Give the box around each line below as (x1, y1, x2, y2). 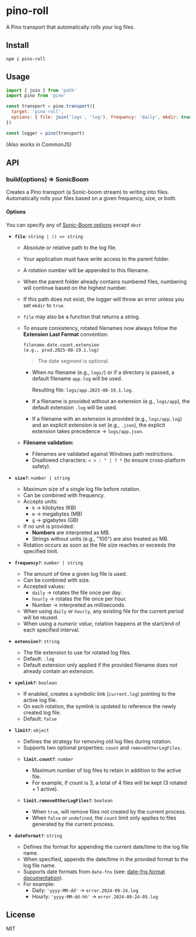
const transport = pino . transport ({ (6, 104, 95, 109)
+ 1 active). (32, 785, 58, 792)
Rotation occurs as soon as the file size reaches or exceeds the (23, 541, 176, 548)
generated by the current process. (32, 821, 115, 828)
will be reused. (23, 613, 59, 621)
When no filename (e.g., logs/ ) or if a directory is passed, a (32, 369, 175, 376)
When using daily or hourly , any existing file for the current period (23, 607, 184, 615)
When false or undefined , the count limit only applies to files (32, 814, 177, 821)
